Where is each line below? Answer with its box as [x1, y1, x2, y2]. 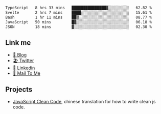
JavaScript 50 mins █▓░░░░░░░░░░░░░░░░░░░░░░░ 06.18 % [5, 19, 152, 24]
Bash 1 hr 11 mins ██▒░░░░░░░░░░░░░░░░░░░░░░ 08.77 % [5, 15, 152, 20]
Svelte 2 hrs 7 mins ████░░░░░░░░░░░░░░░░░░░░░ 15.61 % [5, 10, 152, 15]
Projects [5, 85, 33, 94]
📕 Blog [12, 52, 27, 58]
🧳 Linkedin [12, 65, 35, 71]
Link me [5, 38, 31, 47]
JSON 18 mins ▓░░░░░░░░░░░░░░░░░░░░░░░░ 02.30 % [5, 24, 152, 30]
